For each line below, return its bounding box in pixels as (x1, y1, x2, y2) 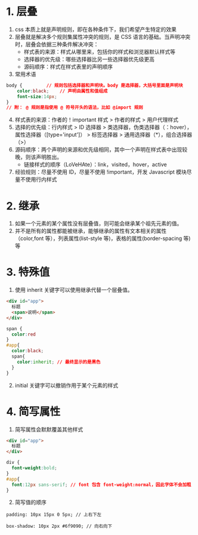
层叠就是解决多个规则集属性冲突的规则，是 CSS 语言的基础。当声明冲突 (14, 33, 191, 40)
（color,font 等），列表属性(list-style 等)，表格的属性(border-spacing (14, 235, 182, 242)
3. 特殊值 (6, 266, 50, 279)
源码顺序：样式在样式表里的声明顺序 (23, 63, 113, 70)
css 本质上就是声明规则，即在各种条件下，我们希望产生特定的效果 (14, 26, 177, 33)
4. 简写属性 (6, 405, 61, 418)
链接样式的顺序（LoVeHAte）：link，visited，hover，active (23, 161, 167, 168)
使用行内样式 (25, 176, 57, 183)
